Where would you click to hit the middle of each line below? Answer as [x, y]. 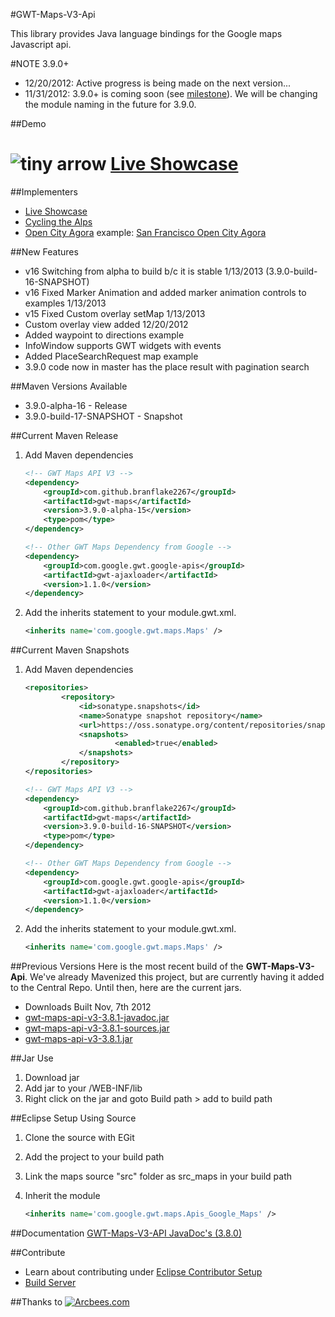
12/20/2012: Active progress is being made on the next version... [158, 83]
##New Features [44, 251]
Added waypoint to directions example [104, 335]
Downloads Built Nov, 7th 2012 [88, 1007]
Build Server [50, 1283]
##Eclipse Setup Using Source [73, 1118]
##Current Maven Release [64, 435]
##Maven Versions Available [69, 386]
